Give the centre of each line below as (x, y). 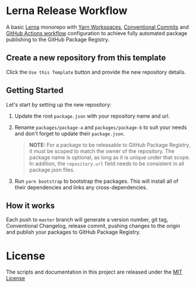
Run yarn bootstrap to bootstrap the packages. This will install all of (96, 181)
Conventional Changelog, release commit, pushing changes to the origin (93, 226)
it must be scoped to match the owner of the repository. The (102, 151)
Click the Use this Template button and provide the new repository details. (96, 72)
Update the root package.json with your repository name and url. (92, 116)
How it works (30, 205)
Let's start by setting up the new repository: (59, 104)
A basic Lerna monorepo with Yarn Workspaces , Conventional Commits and (97, 27)
